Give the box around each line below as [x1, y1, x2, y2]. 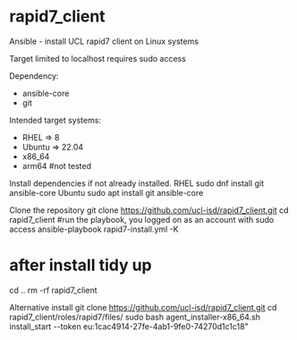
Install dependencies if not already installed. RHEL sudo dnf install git [9, 177, 264, 189]
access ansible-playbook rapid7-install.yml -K [9, 224, 179, 234]
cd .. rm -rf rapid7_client [9, 285, 98, 295]
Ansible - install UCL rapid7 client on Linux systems [9, 36, 199, 47]
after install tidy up [9, 255, 152, 276]
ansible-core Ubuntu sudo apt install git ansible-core [9, 187, 204, 198]
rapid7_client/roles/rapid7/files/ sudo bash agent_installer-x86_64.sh [9, 311, 261, 322]
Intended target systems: [9, 115, 101, 125]
